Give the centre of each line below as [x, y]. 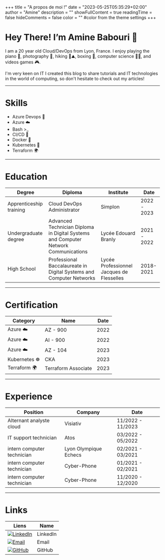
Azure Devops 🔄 [28, 116]
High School [22, 269]
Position [34, 412]
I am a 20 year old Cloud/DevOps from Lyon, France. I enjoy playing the [77, 51]
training [16, 210]
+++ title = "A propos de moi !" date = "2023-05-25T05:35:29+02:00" [76, 7]
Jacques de [114, 272]
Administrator [64, 210]
